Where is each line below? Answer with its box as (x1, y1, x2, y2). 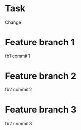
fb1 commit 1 (5, 53, 30, 59)
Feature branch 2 (5, 70, 77, 82)
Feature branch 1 (5, 37, 75, 48)
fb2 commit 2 (5, 87, 32, 92)
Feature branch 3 (5, 104, 77, 115)
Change (5, 19, 21, 25)
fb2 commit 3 (5, 120, 32, 126)
